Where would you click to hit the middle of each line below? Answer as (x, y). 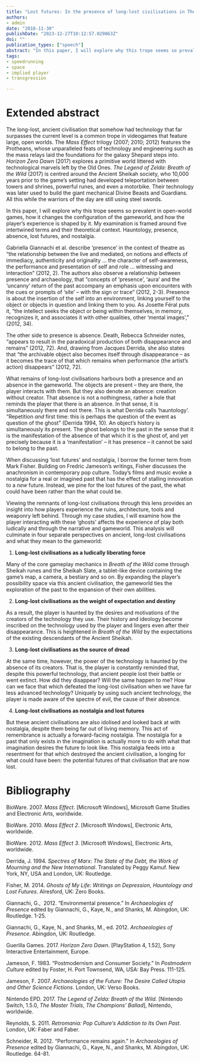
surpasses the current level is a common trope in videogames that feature (97, 136)
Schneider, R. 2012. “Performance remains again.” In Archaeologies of (92, 1041)
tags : (13, 56)
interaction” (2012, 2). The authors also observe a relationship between (93, 273)
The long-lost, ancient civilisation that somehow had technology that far (94, 129)
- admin (16, 23)
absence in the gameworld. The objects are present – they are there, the (95, 385)
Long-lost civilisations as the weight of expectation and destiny (95, 601)
